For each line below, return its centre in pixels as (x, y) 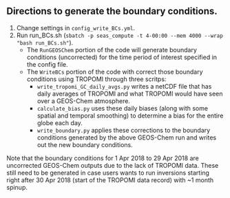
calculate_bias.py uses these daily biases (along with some (122, 108)
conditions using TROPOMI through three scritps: (96, 79)
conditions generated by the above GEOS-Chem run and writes (127, 137)
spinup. (17, 187)
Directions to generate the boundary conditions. (112, 11)
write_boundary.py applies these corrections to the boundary (124, 130)
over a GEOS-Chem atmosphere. (83, 101)
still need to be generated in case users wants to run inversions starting (108, 173)
